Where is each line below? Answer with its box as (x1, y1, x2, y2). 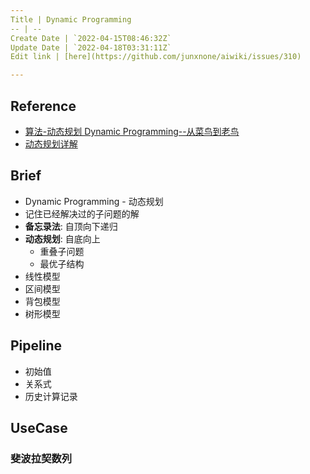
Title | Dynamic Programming (10, 14, 132, 25)
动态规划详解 (24, 137, 78, 150)
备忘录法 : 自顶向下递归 (24, 220, 118, 232)
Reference (10, 97, 77, 115)
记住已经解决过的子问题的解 (24, 207, 140, 220)
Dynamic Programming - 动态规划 (24, 195, 164, 207)
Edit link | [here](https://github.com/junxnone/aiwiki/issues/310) (10, 52, 302, 62)
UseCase (10, 419, 68, 436)
